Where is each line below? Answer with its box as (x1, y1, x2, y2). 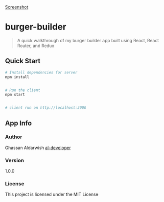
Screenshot (5, 4, 28, 10)
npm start (5, 92, 25, 97)
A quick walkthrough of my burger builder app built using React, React (17, 37, 159, 43)
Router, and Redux (17, 43, 55, 49)
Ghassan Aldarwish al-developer (5, 145, 71, 151)
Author (5, 133, 23, 140)
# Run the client (5, 88, 41, 93)
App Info (5, 119, 32, 127)
